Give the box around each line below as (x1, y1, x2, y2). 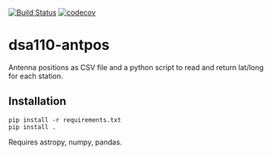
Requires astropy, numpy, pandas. (8, 137, 123, 147)
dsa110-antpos (8, 36, 110, 54)
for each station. (8, 71, 63, 81)
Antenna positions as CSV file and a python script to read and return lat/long (8, 62, 264, 72)
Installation (8, 94, 67, 108)
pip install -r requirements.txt (8, 115, 122, 124)
